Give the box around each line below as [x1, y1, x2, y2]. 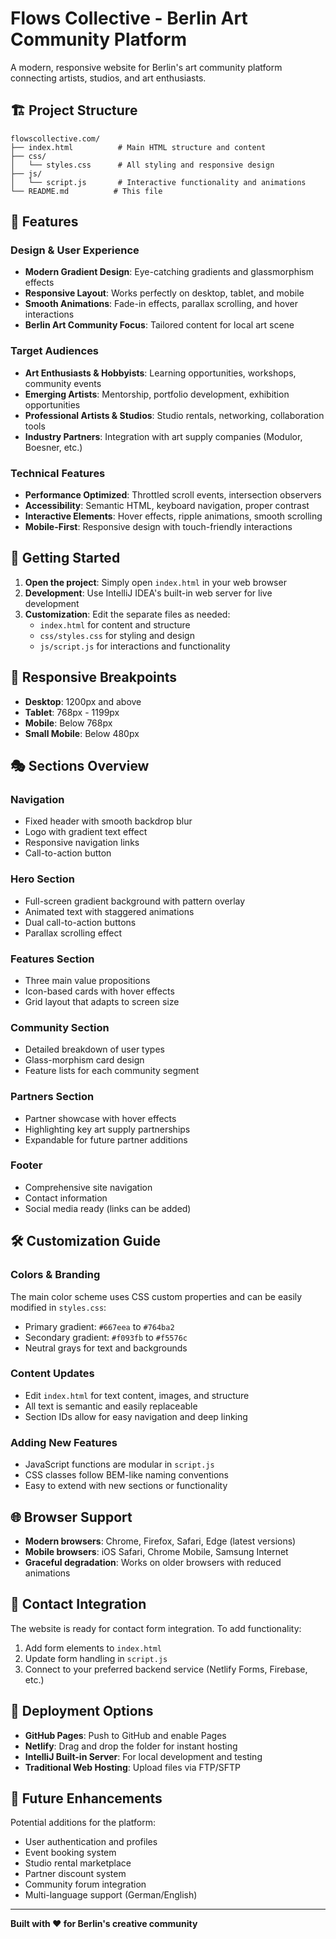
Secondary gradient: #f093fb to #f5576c [24, 1331, 188, 1343]
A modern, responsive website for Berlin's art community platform [10, 61, 283, 73]
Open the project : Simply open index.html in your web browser [24, 576, 287, 588]
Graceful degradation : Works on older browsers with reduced [24, 1556, 282, 1568]
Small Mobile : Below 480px [24, 727, 140, 739]
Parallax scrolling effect [24, 927, 123, 939]
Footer [10, 1158, 43, 1172]
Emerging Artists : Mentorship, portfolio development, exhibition [24, 388, 290, 400]
